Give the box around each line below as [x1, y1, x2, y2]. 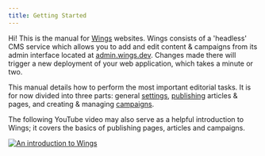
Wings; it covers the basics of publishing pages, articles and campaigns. [8, 123, 246, 132]
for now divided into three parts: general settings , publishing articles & [8, 90, 238, 100]
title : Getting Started [8, 11, 87, 20]
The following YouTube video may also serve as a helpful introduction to [8, 114, 244, 124]
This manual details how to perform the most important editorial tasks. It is [8, 82, 252, 92]
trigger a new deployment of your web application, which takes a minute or [8, 59, 254, 68]
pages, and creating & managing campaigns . [8, 99, 155, 108]
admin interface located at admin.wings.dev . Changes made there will [8, 50, 236, 59]
